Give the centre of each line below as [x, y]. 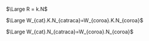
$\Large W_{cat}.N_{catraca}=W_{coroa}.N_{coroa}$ [70, 32]
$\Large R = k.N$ [27, 9]
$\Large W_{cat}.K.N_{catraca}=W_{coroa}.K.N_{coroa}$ [75, 20]
